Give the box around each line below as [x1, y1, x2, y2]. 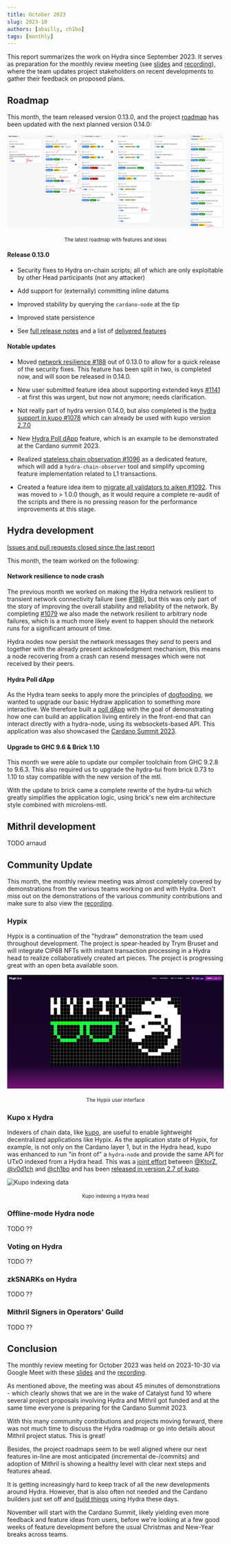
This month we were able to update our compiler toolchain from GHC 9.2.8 [7, 758, 219, 766]
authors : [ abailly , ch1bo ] [7, 25, 85, 32]
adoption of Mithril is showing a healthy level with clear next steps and [7, 1460, 206, 1468]
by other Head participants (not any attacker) [16, 273, 146, 282]
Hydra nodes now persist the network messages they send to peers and [7, 638, 212, 646]
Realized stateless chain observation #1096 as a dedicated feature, [16, 455, 208, 463]
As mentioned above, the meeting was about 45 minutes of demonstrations [7, 1381, 221, 1390]
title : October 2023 [7, 11, 67, 18]
